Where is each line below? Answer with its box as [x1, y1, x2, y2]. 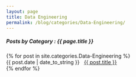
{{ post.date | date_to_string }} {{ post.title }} [6, 59, 117, 66]
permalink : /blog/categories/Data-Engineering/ [6, 19, 126, 25]
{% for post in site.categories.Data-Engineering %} [6, 52, 131, 59]
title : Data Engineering [6, 14, 67, 20]
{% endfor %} [6, 65, 40, 72]
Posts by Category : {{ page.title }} [6, 38, 93, 45]
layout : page [6, 8, 38, 15]
